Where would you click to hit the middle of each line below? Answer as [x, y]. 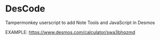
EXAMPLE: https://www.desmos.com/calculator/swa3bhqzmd [70, 32]
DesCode [25, 9]
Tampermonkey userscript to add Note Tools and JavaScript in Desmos [80, 22]
